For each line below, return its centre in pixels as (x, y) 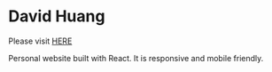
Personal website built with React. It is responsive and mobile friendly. (136, 58)
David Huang (57, 16)
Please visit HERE (40, 41)
